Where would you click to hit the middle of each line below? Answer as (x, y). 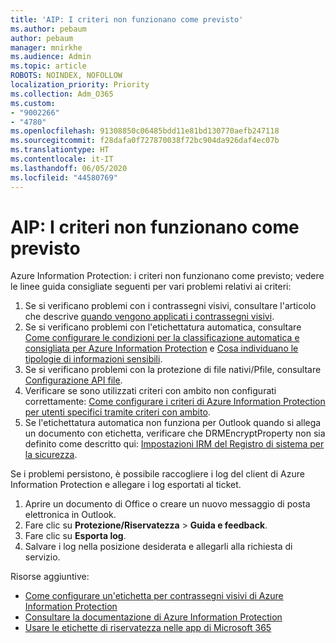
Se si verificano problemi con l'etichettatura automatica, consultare (163, 327)
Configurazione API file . (73, 380)
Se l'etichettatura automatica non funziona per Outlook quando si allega (173, 423)
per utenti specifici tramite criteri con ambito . (117, 412)
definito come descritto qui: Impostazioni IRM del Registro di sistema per (174, 444)
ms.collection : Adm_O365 (62, 94)
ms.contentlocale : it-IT (62, 159)
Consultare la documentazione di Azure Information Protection (153, 617)
